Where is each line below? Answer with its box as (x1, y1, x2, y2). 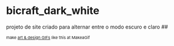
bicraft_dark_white (6, 4, 100, 17)
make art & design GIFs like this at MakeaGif (6, 34, 90, 40)
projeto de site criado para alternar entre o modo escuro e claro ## (6, 23, 169, 30)
